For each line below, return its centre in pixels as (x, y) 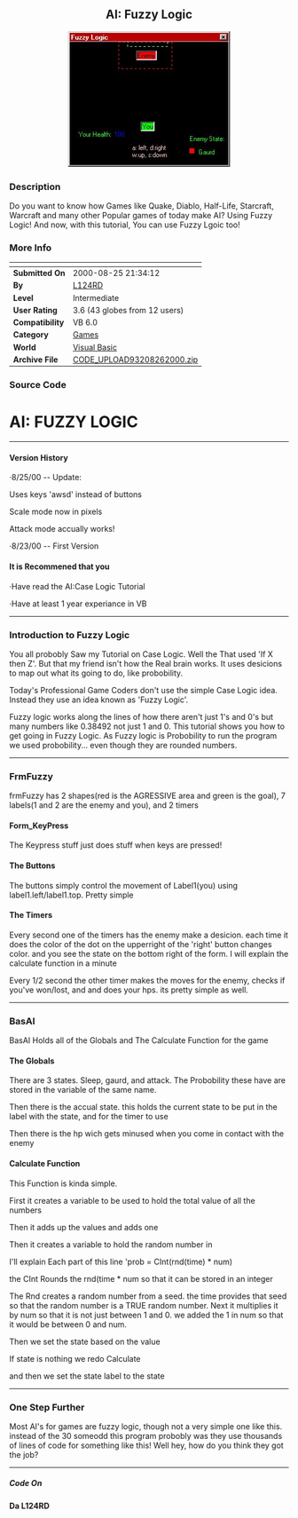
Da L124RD (30, 1506)
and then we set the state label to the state (87, 1376)
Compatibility (39, 322)
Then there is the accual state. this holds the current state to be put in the (143, 1107)
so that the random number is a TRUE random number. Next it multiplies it (144, 1305)
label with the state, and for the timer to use (89, 1117)
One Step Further (47, 1407)
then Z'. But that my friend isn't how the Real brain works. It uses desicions (145, 663)
